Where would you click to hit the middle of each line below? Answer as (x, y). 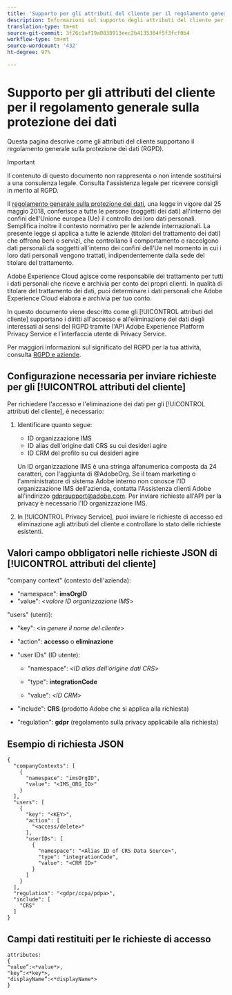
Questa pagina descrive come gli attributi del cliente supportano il (101, 141)
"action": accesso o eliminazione (65, 641)
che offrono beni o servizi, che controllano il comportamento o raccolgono (113, 241)
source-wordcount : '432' (43, 46)
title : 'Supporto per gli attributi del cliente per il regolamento (108, 14)
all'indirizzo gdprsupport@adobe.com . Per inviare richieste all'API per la (119, 496)
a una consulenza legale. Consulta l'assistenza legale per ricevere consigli (113, 183)
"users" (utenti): (30, 615)
